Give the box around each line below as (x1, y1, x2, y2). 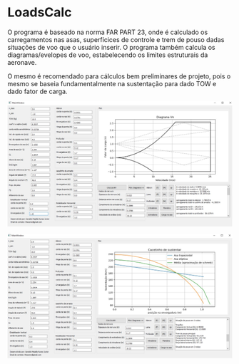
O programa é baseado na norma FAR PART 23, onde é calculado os (7, 28, 208, 36)
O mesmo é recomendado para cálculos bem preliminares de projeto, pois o (7, 72, 231, 80)
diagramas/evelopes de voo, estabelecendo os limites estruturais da (7, 51, 208, 59)
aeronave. (7, 58, 37, 66)
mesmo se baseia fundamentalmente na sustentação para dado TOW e (7, 79, 217, 88)
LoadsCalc (7, 4, 72, 21)
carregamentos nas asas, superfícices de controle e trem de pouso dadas (7, 35, 225, 43)
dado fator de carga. (7, 87, 68, 95)
